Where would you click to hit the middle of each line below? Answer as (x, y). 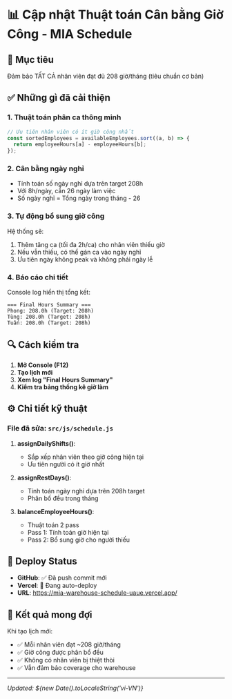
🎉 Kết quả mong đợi (50, 614)
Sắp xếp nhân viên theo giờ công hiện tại (85, 457)
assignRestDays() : (44, 478)
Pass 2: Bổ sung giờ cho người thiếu (78, 540)
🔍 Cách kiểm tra (43, 345)
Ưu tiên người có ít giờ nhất (66, 464)
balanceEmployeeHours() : (56, 511)
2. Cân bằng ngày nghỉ (46, 169)
